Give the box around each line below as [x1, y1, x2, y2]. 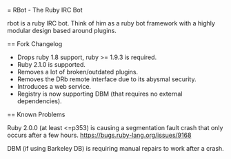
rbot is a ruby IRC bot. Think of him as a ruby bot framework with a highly [7, 19, 216, 27]
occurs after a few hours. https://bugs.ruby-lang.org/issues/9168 [7, 131, 192, 139]
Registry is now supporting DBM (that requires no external [17, 89, 183, 98]
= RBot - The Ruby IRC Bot [7, 6, 83, 14]
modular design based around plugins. [7, 27, 117, 34]
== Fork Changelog [7, 40, 63, 47]
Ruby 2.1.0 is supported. [17, 61, 86, 68]
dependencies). [17, 97, 62, 105]
